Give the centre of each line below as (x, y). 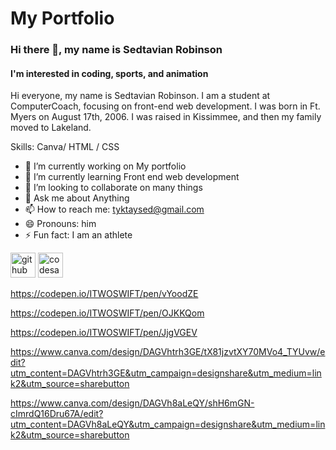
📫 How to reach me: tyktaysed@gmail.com (114, 209)
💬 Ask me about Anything (77, 198)
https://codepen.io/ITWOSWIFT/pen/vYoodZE (104, 294)
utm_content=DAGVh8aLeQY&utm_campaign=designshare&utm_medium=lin (168, 424)
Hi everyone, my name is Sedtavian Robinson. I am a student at (140, 96)
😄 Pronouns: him (60, 224)
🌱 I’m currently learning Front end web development (132, 177)
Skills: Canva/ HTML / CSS (65, 147)
